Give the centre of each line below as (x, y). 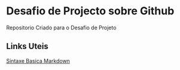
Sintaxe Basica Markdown (38, 60)
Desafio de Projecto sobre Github (90, 11)
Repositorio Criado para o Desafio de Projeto (61, 28)
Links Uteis (28, 46)
